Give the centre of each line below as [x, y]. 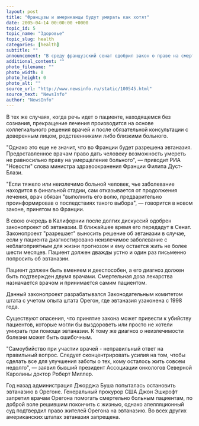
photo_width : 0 [25, 72]
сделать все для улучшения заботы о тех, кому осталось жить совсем [96, 361]
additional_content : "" [36, 61]
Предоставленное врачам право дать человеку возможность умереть [96, 153]
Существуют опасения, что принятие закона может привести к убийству [99, 318]
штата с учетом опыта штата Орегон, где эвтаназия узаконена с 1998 [94, 300]
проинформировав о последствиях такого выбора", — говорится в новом [99, 203]
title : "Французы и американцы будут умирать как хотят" [78, 17]
